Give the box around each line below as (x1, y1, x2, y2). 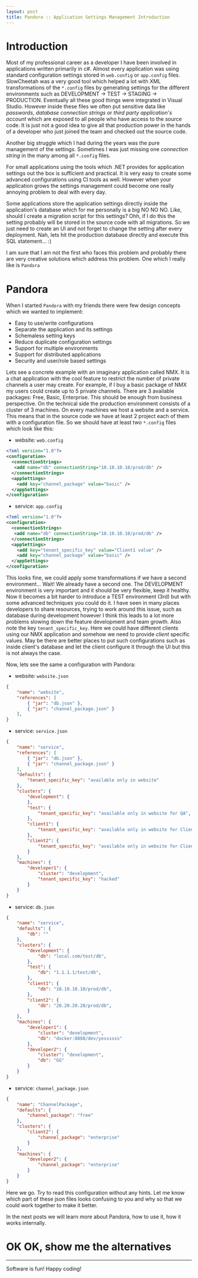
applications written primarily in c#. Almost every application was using (6, 66, 179, 73)
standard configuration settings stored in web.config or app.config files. (6, 71, 181, 79)
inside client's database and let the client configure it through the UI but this (6, 643, 190, 650)
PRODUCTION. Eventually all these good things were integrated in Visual (6, 97, 183, 104)
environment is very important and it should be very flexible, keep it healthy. (6, 587, 190, 594)
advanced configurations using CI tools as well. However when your (6, 176, 171, 183)
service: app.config (14, 503, 62, 510)
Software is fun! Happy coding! (6, 1265, 81, 1272)
